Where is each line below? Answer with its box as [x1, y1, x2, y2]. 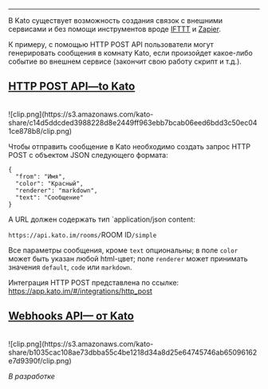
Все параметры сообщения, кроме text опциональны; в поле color [8, 245, 238, 255]
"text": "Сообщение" [15, 193, 84, 202]
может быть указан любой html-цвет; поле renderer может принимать [8, 253, 249, 263]
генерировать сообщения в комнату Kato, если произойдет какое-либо [8, 49, 253, 57]
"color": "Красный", [15, 179, 84, 187]
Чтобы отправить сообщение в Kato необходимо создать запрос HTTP [8, 141, 251, 151]
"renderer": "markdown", [15, 187, 98, 194]
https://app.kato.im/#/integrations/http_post [8, 286, 153, 296]
